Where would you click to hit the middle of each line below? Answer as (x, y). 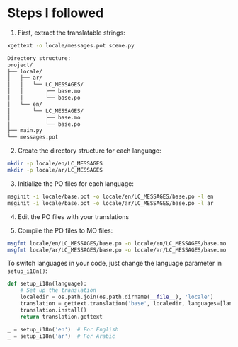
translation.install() (53, 310)
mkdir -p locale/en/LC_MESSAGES (55, 164)
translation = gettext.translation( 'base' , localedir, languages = (120, 304)
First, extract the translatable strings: (71, 33)
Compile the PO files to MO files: (65, 230)
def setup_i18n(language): (47, 284)
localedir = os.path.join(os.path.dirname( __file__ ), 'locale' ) (117, 297)
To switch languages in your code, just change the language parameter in (114, 264)
